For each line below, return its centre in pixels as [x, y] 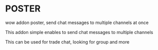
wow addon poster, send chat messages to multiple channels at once [77, 22]
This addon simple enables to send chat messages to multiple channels [79, 32]
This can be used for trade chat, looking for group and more [67, 42]
